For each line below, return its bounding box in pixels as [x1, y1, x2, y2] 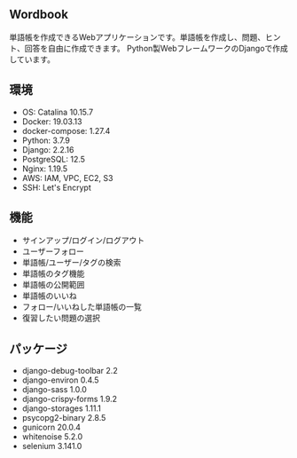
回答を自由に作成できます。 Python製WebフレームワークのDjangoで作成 [24, 43, 288, 53]
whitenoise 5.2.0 [21, 431, 83, 442]
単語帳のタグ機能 [21, 268, 85, 279]
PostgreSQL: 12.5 [21, 154, 86, 164]
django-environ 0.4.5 [21, 375, 99, 385]
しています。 [9, 53, 56, 65]
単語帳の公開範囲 [21, 280, 85, 290]
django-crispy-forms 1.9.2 [21, 394, 118, 405]
